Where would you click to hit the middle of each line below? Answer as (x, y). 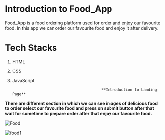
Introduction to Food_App (59, 9)
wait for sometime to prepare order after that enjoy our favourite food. (79, 113)
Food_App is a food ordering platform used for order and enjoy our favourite (83, 23)
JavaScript (23, 80)
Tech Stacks (31, 48)
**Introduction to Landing (129, 90)
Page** (19, 94)
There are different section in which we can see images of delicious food (81, 103)
